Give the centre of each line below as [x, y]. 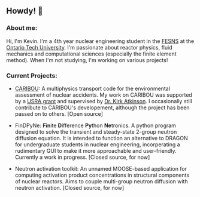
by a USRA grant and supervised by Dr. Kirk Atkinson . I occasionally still [104, 101]
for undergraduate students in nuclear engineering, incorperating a [98, 144]
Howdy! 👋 [25, 11]
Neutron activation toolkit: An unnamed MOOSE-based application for [101, 168]
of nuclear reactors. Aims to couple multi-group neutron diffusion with [101, 181]
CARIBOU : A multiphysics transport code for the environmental [93, 88]
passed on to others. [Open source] [59, 113]
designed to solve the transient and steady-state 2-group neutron [96, 131]
